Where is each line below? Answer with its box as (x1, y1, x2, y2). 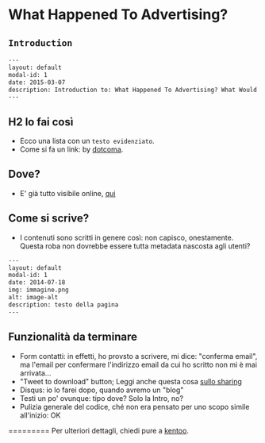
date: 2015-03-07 (8, 78, 66, 87)
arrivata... (19, 368, 52, 378)
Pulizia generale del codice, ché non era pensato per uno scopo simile (19, 402, 250, 411)
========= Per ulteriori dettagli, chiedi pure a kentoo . (8, 426, 189, 435)
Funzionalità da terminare (8, 330, 137, 344)
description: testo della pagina (8, 300, 119, 309)
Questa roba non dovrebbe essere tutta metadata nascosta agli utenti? (19, 241, 251, 251)
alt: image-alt (8, 294, 59, 302)
